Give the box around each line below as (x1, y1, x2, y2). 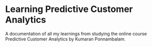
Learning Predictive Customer (5, 3, 133, 15)
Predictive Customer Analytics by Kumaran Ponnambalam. (5, 36, 126, 42)
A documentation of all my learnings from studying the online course (5, 30, 147, 36)
